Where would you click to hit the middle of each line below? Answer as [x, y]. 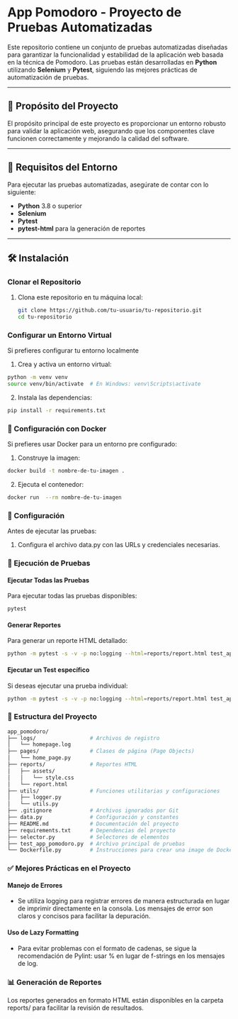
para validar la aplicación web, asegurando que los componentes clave [111, 131]
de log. [28, 963]
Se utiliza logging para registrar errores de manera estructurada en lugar [124, 901]
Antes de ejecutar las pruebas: [52, 531]
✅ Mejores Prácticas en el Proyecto [69, 869]
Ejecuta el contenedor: [50, 485]
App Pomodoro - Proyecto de [95, 12]
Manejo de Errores [35, 885]
